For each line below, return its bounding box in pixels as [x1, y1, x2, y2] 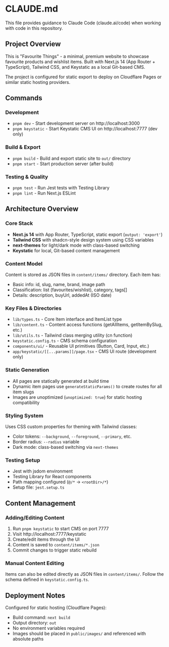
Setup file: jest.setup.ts [12, 484, 65, 490]
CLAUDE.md [5, 3, 59, 15]
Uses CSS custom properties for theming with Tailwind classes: [5, 423, 137, 430]
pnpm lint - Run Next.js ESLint [12, 190, 76, 196]
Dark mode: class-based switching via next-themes [12, 444, 119, 450]
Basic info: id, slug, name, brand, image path [12, 282, 105, 288]
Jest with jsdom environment [12, 468, 73, 474]
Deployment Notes [5, 591, 66, 599]
